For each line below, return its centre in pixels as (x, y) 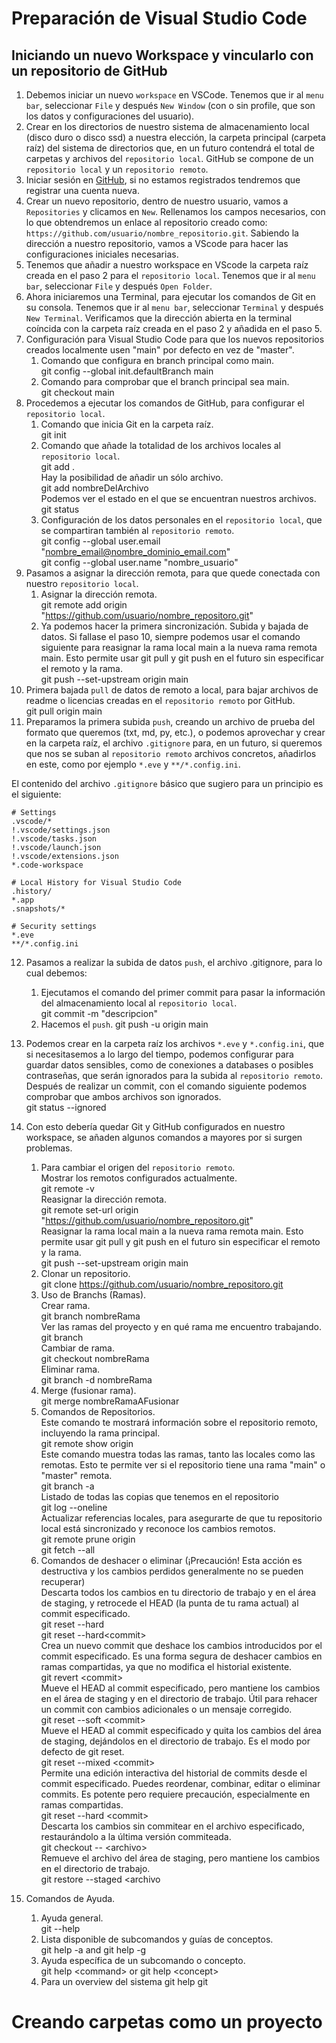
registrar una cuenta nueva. (82, 190)
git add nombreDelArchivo (94, 488)
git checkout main (77, 392)
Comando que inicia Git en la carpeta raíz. (127, 424)
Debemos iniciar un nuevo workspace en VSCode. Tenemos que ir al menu (174, 95)
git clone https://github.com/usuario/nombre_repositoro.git (162, 1284)
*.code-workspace (47, 865)
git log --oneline (74, 1507)
